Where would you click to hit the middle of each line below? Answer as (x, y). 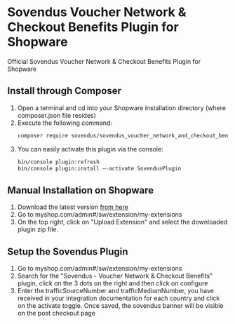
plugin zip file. (38, 229)
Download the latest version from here (73, 207)
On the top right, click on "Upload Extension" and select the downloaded (122, 222)
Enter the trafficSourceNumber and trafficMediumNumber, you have (116, 291)
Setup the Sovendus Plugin (68, 251)
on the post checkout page (56, 313)
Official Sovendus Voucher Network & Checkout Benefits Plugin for (104, 61)
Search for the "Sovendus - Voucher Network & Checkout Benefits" (115, 276)
